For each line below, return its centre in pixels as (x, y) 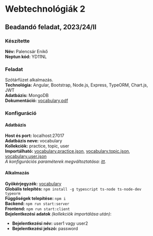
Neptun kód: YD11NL (26, 57)
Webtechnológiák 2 (45, 9)
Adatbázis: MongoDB (27, 96)
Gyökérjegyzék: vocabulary (33, 183)
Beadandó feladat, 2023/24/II (51, 27)
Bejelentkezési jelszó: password (45, 228)
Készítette (17, 41)
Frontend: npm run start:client (38, 209)
